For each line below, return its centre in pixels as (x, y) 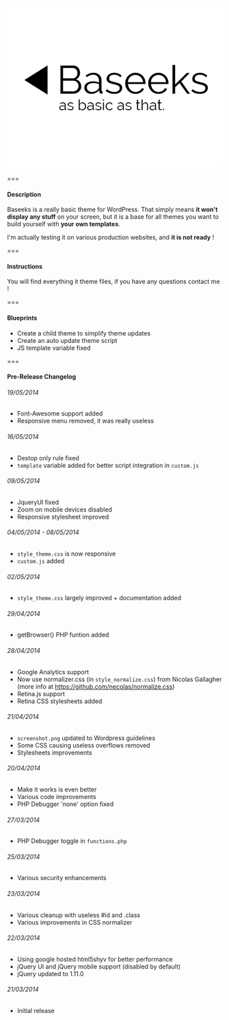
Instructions (25, 266)
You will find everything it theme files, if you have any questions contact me (113, 282)
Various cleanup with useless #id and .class (79, 915)
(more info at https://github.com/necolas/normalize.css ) (96, 686)
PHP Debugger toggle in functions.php (72, 841)
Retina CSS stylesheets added (59, 701)
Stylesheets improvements (54, 752)
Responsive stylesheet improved (63, 517)
